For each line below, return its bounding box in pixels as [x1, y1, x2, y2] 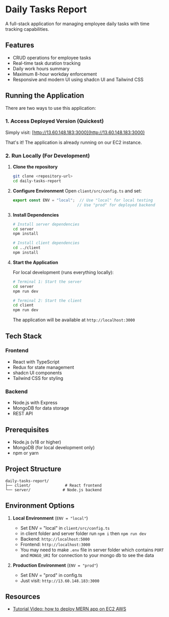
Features [5, 41, 34, 50]
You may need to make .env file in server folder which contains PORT [20, 547, 164, 553]
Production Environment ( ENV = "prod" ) [12, 562, 98, 568]
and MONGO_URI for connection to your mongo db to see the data [20, 552, 155, 558]
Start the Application [12, 259, 58, 265]
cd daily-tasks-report [12, 179, 61, 184]
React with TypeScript [12, 358, 60, 365]
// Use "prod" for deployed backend [77, 202, 155, 207]
